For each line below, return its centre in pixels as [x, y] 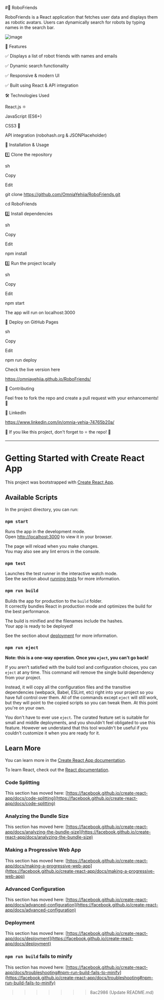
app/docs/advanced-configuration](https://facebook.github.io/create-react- [82, 904]
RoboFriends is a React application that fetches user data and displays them [81, 17]
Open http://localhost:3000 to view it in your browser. [59, 537]
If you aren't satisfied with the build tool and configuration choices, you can [81, 667]
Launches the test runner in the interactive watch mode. [61, 574]
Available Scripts [31, 498]
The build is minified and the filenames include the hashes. [64, 621]
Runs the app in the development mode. [45, 532]
